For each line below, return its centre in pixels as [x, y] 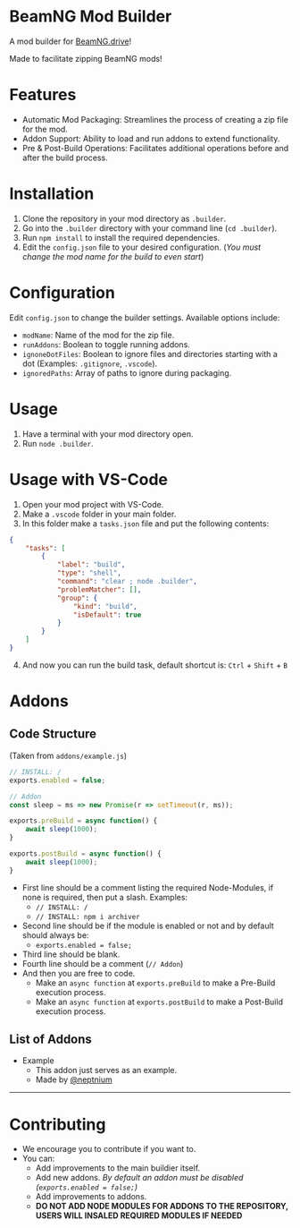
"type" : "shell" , [89, 573]
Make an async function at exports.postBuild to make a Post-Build [159, 1002]
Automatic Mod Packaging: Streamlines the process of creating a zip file [155, 119]
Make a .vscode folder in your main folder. [99, 514]
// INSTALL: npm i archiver [87, 917]
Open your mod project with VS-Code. [93, 504]
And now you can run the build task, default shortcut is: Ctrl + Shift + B [155, 665]
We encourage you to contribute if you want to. [109, 1149]
